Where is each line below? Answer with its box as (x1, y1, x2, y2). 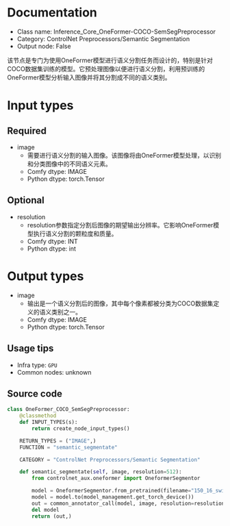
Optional (7, 195, 44, 206)
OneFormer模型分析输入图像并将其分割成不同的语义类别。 (7, 73, 171, 82)
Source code (7, 388, 63, 399)
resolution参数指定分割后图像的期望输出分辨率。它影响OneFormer (27, 221, 214, 229)
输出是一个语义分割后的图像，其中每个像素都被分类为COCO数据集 (27, 299, 214, 308)
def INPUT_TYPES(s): (19, 419, 78, 426)
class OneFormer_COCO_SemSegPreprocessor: (7, 406, 130, 413)
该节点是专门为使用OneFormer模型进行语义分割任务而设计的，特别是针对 (7, 56, 214, 64)
